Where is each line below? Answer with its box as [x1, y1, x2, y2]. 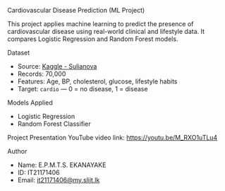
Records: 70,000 [17, 70, 66, 78]
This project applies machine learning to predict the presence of [7, 20, 194, 28]
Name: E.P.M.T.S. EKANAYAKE [17, 161, 107, 169]
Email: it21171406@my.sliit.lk [17, 176, 100, 184]
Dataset [7, 49, 30, 57]
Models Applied [7, 98, 53, 107]
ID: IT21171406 [17, 168, 60, 176]
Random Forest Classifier [17, 120, 91, 128]
